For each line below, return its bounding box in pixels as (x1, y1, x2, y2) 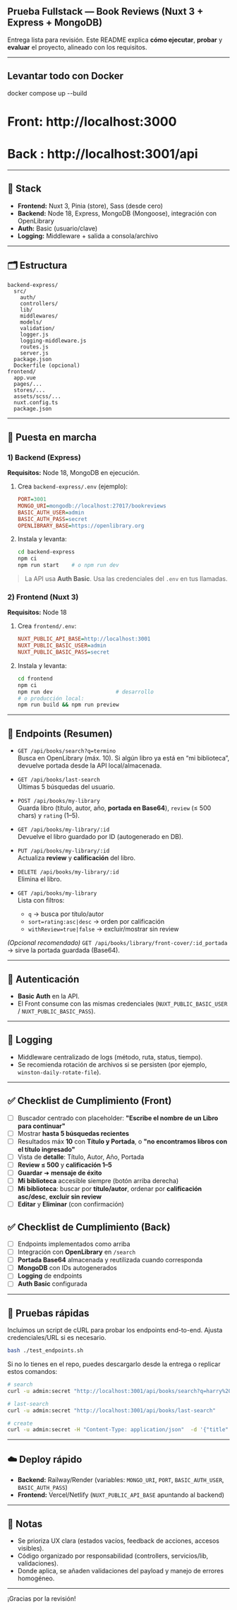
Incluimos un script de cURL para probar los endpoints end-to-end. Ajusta (7, 1326, 223, 1334)
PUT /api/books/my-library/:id (17, 847, 110, 854)
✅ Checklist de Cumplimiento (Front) (7, 1095, 172, 1107)
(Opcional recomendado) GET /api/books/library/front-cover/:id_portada (7, 939, 228, 947)
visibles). (17, 1544, 44, 1552)
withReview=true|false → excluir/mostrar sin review (28, 925, 179, 934)
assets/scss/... (13, 393, 61, 400)
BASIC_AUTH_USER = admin (17, 509, 85, 516)
